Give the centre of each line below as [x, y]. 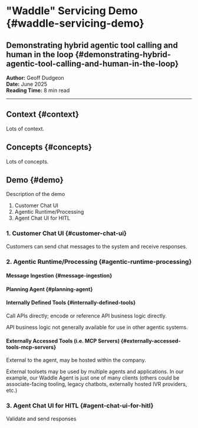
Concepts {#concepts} [49, 147]
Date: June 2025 [27, 84]
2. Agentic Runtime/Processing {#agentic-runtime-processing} [99, 262]
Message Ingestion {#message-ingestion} [59, 276]
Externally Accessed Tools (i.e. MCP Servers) [63, 341]
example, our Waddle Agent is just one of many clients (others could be [93, 378]
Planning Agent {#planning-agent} [49, 289]
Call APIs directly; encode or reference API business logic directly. [86, 316]
